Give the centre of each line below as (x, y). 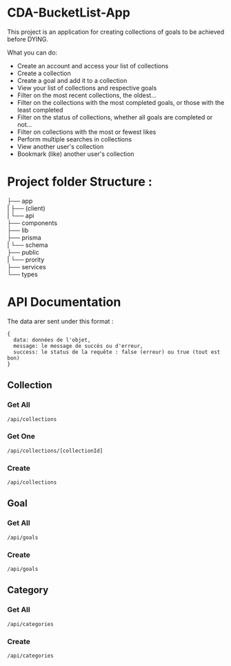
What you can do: (32, 52)
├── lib (18, 230)
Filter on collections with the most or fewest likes (87, 132)
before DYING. (28, 39)
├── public (23, 252)
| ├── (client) (27, 208)
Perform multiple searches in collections (74, 139)
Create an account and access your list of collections (93, 66)
